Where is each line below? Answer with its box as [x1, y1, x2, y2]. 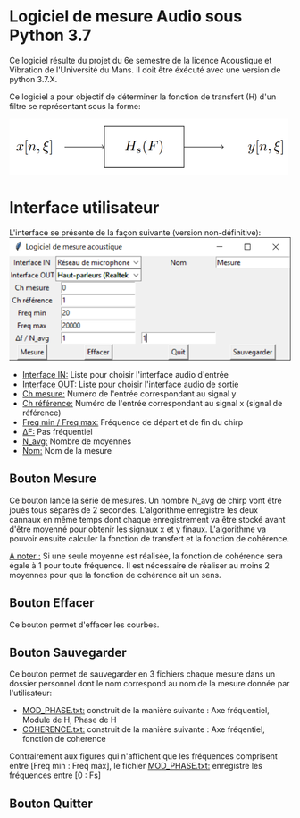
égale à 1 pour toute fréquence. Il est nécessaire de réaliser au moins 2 [9, 559, 271, 570]
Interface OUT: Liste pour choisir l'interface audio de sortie [21, 379, 239, 390]
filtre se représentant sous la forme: [9, 100, 141, 111]
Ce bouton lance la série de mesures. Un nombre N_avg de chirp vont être [9, 495, 283, 506]
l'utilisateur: [9, 687, 53, 699]
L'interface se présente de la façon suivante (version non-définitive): [9, 226, 262, 238]
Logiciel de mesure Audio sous [9, 6, 243, 27]
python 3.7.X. [9, 73, 58, 84]
